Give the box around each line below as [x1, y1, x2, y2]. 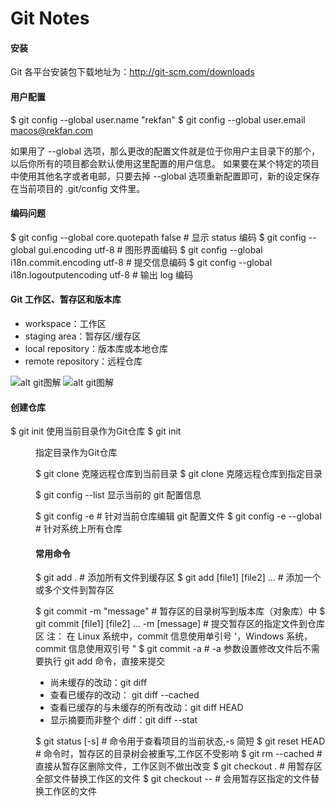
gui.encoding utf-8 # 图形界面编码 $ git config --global [38, 243, 263, 256]
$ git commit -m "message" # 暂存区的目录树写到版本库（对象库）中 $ [35, 605, 326, 617]
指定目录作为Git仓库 [35, 447, 118, 459]
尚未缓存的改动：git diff [49, 677, 148, 689]
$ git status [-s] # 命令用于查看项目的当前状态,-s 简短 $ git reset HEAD [35, 735, 326, 747]
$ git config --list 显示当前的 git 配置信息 [35, 489, 202, 501]
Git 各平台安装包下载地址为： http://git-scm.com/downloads [10, 66, 255, 78]
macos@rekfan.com [10, 124, 94, 136]
